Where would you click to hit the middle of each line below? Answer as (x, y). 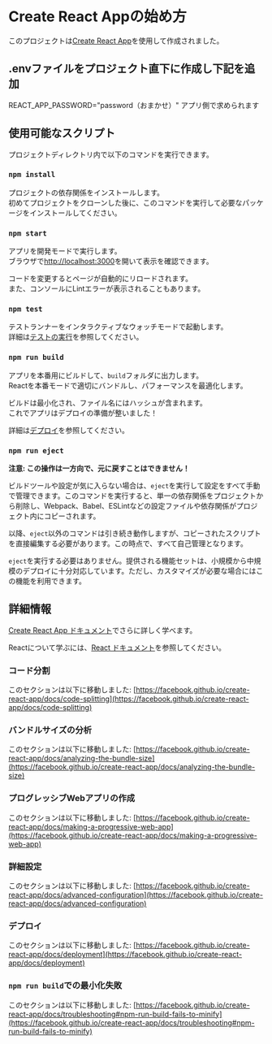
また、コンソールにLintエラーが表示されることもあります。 (107, 288)
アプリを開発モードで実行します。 (65, 251)
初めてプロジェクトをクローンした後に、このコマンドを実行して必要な (125, 202)
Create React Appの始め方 (97, 17)
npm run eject (36, 451)
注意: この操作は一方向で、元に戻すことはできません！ (99, 469)
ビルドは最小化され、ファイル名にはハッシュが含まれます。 (108, 402)
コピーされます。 (72, 516)
